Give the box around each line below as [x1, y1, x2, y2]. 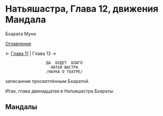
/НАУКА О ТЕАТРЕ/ [46, 69, 83, 74]
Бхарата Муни [5, 31, 37, 37]
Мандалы [5, 103, 38, 111]
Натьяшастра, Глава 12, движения [5, 3, 158, 15]
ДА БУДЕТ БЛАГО [46, 60, 83, 65]
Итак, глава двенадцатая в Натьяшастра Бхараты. [5, 88, 115, 94]
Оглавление [5, 40, 31, 46]
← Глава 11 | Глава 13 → [5, 50, 57, 56]
